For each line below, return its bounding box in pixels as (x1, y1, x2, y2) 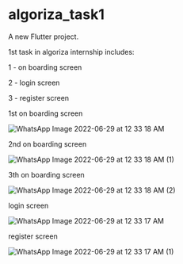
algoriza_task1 (8, 6, 105, 24)
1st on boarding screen (8, 109, 83, 118)
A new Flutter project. (8, 32, 79, 41)
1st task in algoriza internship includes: (8, 47, 135, 56)
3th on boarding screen (8, 170, 85, 179)
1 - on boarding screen (8, 62, 82, 72)
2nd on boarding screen (8, 139, 87, 148)
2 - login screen (8, 78, 60, 87)
